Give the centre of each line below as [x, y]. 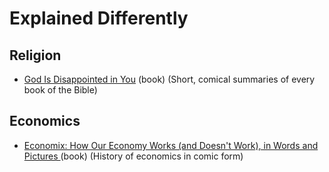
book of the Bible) [60, 90]
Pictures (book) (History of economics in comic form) [133, 156]
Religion [35, 55]
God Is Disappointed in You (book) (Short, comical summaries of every [169, 79]
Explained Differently [99, 18]
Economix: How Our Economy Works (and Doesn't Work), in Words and [171, 145]
